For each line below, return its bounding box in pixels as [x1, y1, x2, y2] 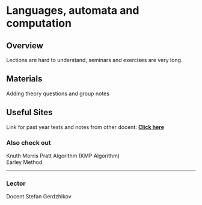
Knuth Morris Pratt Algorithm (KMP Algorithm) [6, 152, 120, 159]
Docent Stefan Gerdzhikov [6, 193, 72, 200]
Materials [6, 74, 43, 84]
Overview [6, 40, 44, 51]
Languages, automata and [6, 4, 139, 17]
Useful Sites [6, 107, 53, 118]
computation [6, 16, 72, 30]
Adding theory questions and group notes [6, 90, 110, 97]
